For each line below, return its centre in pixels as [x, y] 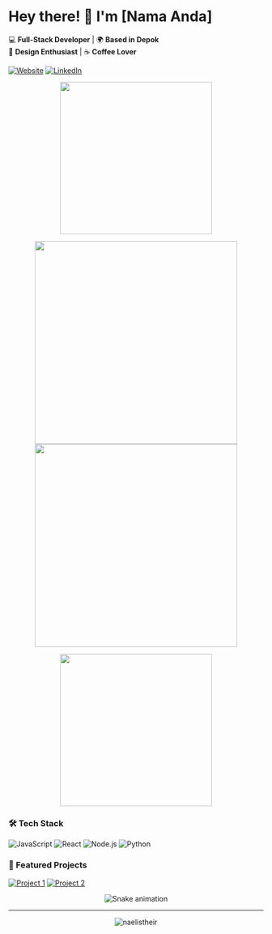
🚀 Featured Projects [48, 865]
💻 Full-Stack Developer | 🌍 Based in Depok [84, 39]
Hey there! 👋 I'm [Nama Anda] [110, 17]
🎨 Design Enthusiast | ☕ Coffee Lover [72, 51]
